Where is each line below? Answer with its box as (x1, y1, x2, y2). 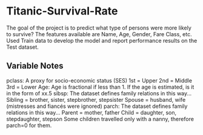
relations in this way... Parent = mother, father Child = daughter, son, (6, 108, 177, 116)
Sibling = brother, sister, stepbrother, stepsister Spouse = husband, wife (6, 96, 186, 103)
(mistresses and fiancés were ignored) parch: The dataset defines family (6, 102, 188, 110)
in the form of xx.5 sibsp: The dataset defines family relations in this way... (6, 89, 192, 97)
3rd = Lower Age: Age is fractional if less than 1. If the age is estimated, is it (6, 83, 195, 90)
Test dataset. (6, 43, 39, 51)
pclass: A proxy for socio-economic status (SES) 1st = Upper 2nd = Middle (6, 77, 193, 84)
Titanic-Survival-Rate (6, 4, 118, 18)
